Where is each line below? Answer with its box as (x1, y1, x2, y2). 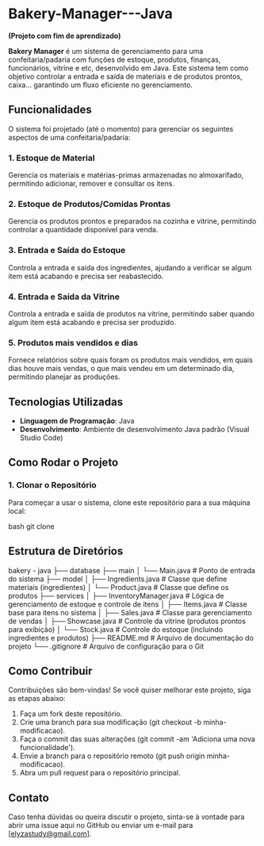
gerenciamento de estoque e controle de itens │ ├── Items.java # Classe (8, 599, 247, 609)
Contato (8, 790, 49, 805)
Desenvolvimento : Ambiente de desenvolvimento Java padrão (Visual (19, 425, 250, 434)
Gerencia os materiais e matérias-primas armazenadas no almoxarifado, (8, 170, 244, 180)
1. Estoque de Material (8, 152, 95, 163)
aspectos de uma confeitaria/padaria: (8, 132, 131, 142)
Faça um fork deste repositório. (19, 709, 123, 718)
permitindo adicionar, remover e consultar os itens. (8, 179, 174, 189)
